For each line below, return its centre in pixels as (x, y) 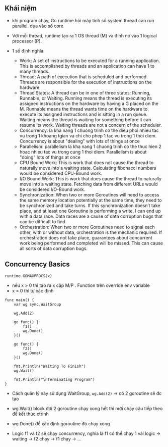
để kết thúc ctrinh (30, 414)
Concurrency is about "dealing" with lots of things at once (80, 141)
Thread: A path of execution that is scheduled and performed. (83, 77)
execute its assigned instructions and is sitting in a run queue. (83, 114)
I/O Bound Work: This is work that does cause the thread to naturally (91, 178)
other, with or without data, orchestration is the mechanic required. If (91, 232)
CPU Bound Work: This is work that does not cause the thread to (87, 162)
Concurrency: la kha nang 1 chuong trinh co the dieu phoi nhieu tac (89, 130)
